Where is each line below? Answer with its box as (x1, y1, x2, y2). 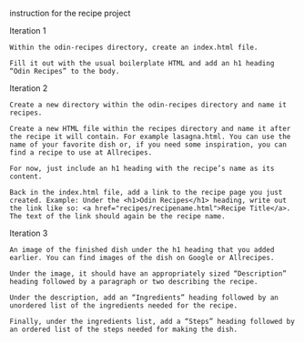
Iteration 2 (9, 83, 48, 94)
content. (9, 172, 43, 181)
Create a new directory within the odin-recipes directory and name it (9, 100, 287, 109)
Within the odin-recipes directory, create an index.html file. (9, 43, 258, 52)
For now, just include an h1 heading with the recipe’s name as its (9, 164, 275, 173)
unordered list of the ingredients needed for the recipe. (9, 301, 238, 310)
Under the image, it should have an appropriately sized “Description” (9, 269, 287, 278)
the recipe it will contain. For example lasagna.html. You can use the (9, 132, 291, 141)
